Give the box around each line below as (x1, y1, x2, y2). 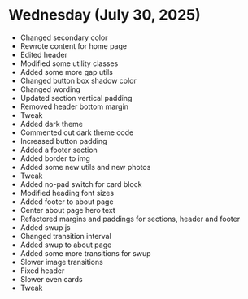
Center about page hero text (20, 205, 115, 214)
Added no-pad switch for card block (20, 179, 142, 188)
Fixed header (20, 266, 65, 275)
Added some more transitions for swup (20, 248, 152, 258)
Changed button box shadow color (20, 76, 137, 85)
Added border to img (20, 153, 91, 163)
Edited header (20, 50, 67, 59)
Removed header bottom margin (20, 102, 128, 111)
